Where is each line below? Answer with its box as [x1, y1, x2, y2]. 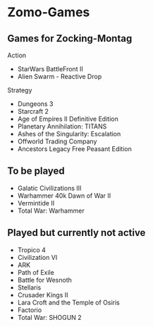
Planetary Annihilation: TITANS [17, 122, 107, 131]
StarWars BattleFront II [17, 65, 83, 73]
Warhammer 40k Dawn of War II [17, 191, 111, 200]
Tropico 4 [17, 245, 46, 254]
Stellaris [17, 283, 42, 292]
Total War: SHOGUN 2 [17, 313, 82, 321]
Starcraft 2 [17, 107, 49, 115]
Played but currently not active [7, 227, 146, 239]
